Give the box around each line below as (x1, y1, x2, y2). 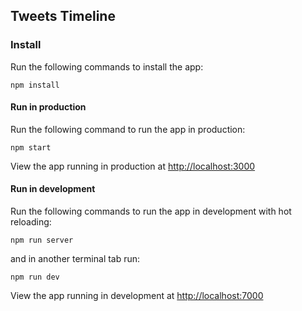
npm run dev (10, 272, 60, 283)
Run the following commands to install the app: (10, 60, 204, 73)
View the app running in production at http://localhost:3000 (10, 160, 256, 172)
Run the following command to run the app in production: (10, 123, 246, 135)
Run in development (10, 183, 96, 195)
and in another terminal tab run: (10, 253, 141, 265)
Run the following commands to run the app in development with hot (10, 205, 292, 218)
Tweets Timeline (10, 8, 116, 25)
